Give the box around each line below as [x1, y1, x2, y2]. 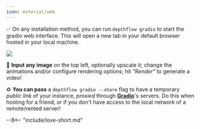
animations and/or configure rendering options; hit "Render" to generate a [6, 67, 190, 75]
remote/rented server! [6, 104, 61, 112]
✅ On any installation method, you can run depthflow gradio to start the [6, 25, 184, 32]
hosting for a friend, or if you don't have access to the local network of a [6, 98, 186, 106]
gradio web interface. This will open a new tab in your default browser [6, 32, 180, 39]
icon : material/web [6, 8, 55, 15]
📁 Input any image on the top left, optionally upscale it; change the [6, 61, 172, 68]
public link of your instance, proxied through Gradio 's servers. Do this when [6, 92, 195, 99]
